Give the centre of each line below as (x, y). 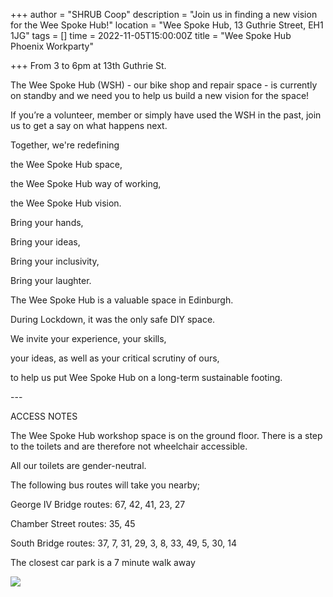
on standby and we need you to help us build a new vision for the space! (160, 95)
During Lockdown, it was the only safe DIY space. (113, 319)
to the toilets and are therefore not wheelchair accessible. (129, 446)
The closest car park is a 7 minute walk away (103, 562)
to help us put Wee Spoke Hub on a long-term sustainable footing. (146, 377)
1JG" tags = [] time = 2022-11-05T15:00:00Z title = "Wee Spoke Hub (151, 35)
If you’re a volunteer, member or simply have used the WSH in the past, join (166, 115)
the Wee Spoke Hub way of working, (86, 183)
